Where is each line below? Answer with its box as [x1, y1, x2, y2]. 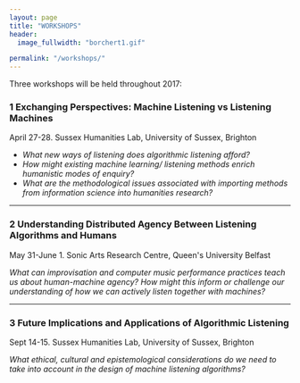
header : [9, 29, 38, 38]
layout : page [9, 12, 58, 22]
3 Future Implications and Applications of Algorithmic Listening [9, 316, 290, 329]
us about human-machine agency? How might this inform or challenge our [9, 276, 285, 287]
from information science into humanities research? [21, 187, 213, 198]
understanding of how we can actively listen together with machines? [9, 286, 266, 296]
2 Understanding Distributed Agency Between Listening [9, 218, 257, 230]
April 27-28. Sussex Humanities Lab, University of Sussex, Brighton [9, 132, 257, 143]
